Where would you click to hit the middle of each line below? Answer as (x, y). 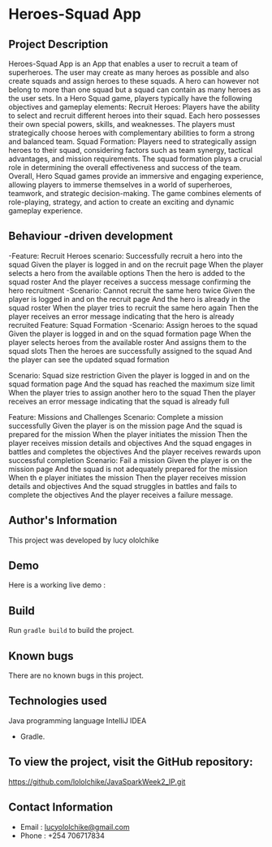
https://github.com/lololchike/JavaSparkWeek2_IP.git (97, 781)
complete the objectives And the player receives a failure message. (121, 495)
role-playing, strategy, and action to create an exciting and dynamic (121, 202)
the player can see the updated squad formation (89, 360)
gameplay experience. (45, 211)
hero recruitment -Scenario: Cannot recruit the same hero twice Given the (132, 290)
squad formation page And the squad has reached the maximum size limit (132, 384)
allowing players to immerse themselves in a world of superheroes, (121, 185)
